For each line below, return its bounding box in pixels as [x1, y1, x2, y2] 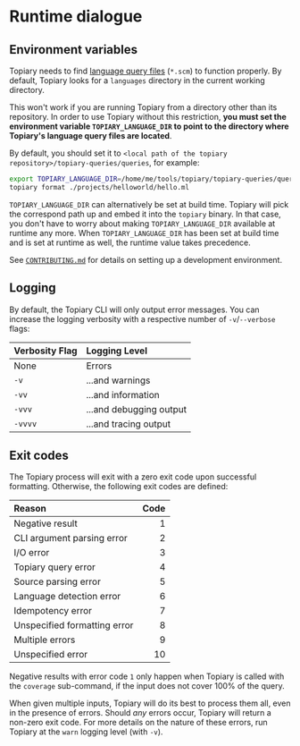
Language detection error [13, 590, 121, 603]
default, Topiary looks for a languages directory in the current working [9, 75, 265, 86]
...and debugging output [86, 403, 187, 415]
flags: [9, 323, 30, 334]
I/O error [13, 547, 50, 559]
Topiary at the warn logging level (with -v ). [9, 726, 163, 737]
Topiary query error [13, 561, 96, 573]
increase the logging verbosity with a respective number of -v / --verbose [9, 313, 276, 324]
